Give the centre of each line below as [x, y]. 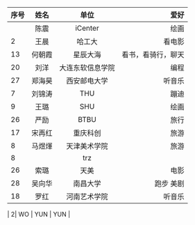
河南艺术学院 [87, 196]
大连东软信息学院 [87, 68]
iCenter [87, 28]
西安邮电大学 [87, 81]
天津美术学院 [87, 146]
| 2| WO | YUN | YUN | [39, 214]
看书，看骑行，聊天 [153, 55]
